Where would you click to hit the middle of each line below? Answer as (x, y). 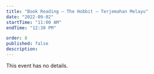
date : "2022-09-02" (30, 17)
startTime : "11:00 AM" (34, 22)
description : (22, 49)
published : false (27, 44)
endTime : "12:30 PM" (31, 28)
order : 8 (17, 38)
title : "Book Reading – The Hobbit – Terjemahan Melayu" (77, 11)
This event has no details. (37, 65)
